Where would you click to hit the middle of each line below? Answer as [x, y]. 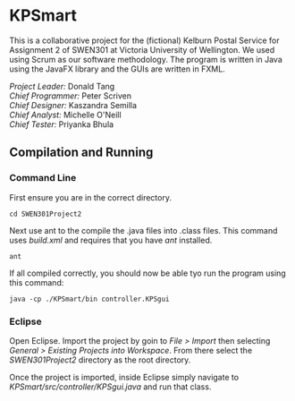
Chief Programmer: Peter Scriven [71, 96]
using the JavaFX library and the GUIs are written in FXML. [117, 69]
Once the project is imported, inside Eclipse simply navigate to [124, 377]
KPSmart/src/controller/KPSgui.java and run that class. [110, 387]
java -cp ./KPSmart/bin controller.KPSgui [89, 299]
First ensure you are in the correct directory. [91, 197]
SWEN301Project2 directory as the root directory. [100, 360]
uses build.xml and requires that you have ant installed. [111, 240]
